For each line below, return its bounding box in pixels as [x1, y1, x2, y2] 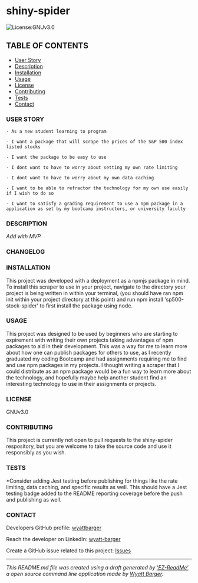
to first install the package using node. [39, 302, 133, 309]
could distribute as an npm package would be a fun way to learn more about [6, 368, 192, 375]
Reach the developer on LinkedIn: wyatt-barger [6, 536, 121, 543]
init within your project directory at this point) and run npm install [6, 296, 163, 303]
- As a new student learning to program [6, 129, 107, 135]
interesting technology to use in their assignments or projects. [6, 380, 157, 387]
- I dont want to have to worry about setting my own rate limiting [6, 165, 178, 171]
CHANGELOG [6, 248, 45, 256]
